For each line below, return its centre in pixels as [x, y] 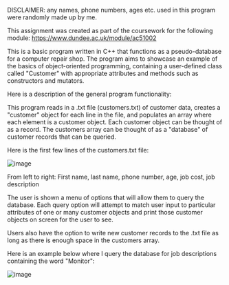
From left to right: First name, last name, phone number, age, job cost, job [111, 177]
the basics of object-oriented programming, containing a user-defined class [115, 66]
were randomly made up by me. [52, 17]
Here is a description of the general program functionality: [89, 94]
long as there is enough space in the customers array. [84, 240]
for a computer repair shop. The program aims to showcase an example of [112, 59]
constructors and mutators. [46, 81]
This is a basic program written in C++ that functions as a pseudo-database [115, 51]
